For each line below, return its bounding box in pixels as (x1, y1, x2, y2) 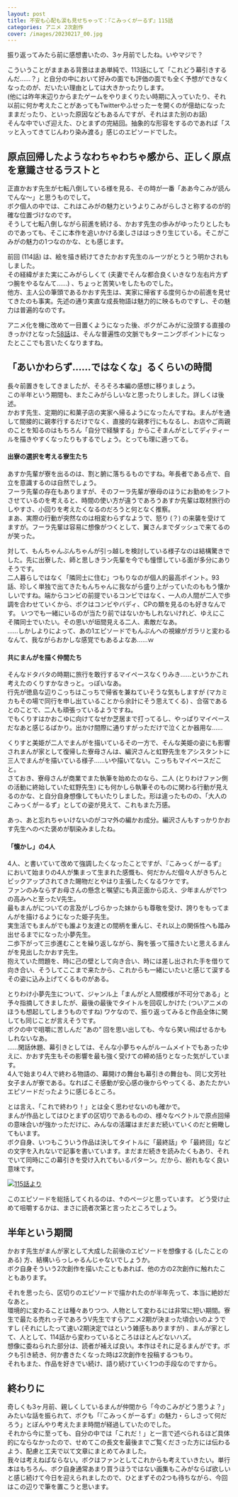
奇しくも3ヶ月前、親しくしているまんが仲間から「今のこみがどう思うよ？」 (7, 1403, 229, 1411)
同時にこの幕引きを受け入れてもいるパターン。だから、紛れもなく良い (25, 1155, 229, 1165)
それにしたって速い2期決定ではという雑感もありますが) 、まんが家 (23, 1324, 217, 1332)
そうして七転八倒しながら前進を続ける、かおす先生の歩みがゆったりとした (7, 219, 225, 228)
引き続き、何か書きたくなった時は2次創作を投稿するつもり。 (19, 1351, 197, 1359)
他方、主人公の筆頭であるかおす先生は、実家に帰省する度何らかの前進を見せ (7, 288, 231, 297)
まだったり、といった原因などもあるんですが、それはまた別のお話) (13, 110, 208, 119)
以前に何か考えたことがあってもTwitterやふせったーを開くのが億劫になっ (7, 101, 220, 110)
